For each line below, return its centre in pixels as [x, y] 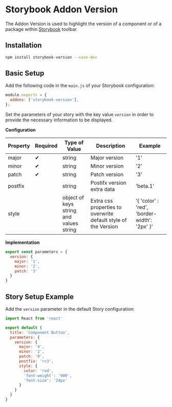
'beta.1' [145, 186]
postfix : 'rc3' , [36, 361]
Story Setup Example [40, 297]
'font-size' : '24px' [46, 380]
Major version [107, 158]
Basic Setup [25, 73]
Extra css [102, 201]
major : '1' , [27, 261]
